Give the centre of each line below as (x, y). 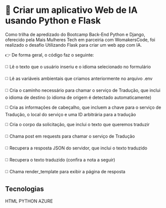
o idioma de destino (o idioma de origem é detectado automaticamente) (78, 97)
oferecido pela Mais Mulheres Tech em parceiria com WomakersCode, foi (80, 40)
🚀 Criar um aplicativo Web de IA (71, 10)
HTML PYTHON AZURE (29, 201)
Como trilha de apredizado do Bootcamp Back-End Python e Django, (75, 34)
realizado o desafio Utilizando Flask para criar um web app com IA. (74, 45)
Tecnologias (25, 189)
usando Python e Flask (53, 21)
